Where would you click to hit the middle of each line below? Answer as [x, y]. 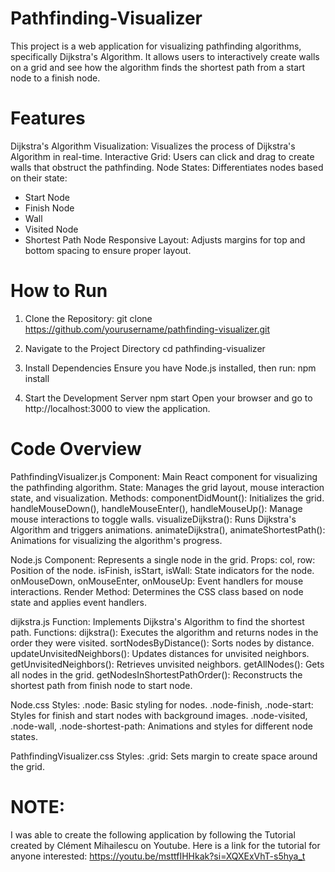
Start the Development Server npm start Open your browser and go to [168, 398]
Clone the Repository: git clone [88, 318]
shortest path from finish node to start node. [101, 685]
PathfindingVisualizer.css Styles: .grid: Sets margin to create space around [164, 756]
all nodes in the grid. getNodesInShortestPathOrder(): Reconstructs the [156, 674]
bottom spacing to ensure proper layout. [108, 250]
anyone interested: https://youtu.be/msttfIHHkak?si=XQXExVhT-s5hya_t [158, 856]
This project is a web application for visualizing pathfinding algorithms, [156, 46]
